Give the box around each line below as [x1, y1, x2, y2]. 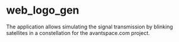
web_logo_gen [6, 4, 79, 17]
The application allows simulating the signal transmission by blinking [6, 23, 173, 30]
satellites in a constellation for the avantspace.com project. [6, 29, 150, 36]
